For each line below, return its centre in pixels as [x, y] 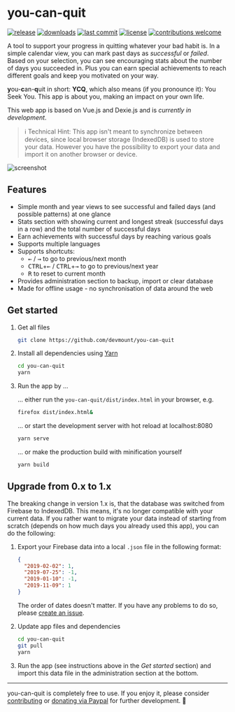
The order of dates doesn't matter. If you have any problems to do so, [117, 605]
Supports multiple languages [59, 243]
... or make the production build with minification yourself [100, 452]
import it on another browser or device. [81, 154]
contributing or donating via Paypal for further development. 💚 [97, 700]
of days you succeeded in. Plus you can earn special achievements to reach [117, 68]
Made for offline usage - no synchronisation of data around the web [115, 288]
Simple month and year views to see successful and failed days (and [116, 206]
